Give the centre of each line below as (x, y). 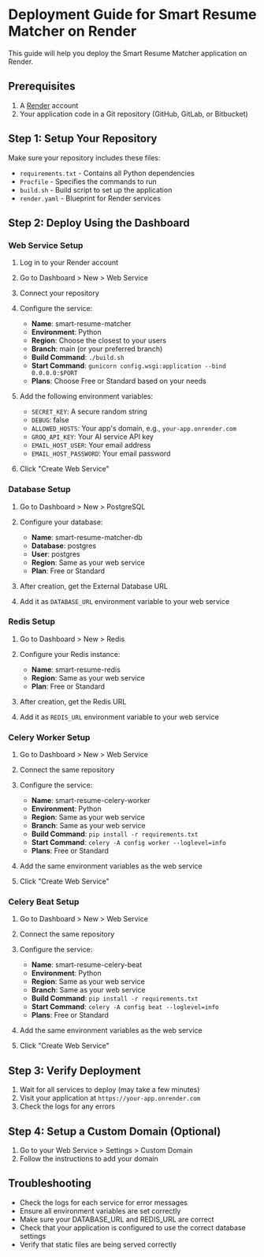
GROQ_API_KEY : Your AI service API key (92, 437)
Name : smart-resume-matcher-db (87, 537)
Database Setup (39, 490)
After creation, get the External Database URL (93, 586)
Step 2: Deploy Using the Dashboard (99, 223)
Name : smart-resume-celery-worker (91, 801)
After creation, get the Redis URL (73, 701)
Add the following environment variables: (86, 396)
